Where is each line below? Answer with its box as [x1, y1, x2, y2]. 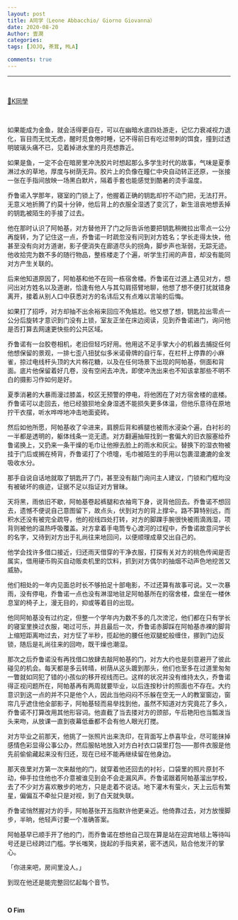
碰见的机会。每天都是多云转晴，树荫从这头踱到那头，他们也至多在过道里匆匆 [7, 664, 231, 672]
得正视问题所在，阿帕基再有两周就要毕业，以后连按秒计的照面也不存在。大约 [7, 681, 231, 690]
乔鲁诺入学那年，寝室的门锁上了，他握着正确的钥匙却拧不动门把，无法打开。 [7, 191, 231, 199]
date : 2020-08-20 [7, 23, 59, 30]
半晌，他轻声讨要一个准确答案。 [19, 815, 113, 824]
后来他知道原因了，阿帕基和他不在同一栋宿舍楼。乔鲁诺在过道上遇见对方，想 [7, 274, 231, 283]
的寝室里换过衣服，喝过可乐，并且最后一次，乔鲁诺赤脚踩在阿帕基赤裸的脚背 [7, 622, 231, 630]
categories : [7, 37, 42, 44]
